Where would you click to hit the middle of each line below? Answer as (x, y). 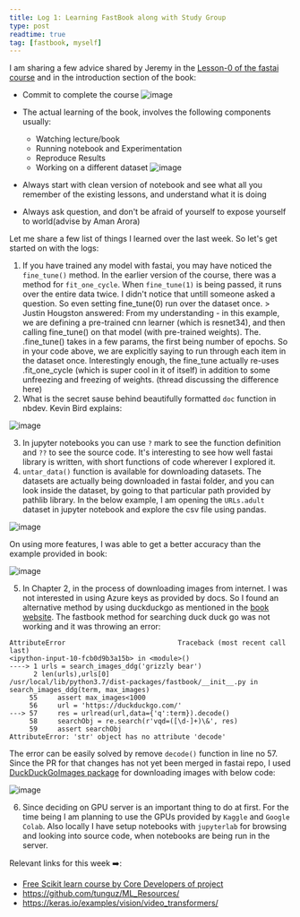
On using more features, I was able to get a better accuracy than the (135, 544)
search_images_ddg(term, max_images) (80, 690)
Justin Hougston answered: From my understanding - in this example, (151, 313)
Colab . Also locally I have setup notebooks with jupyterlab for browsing (154, 827)
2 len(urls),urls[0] (71, 674)
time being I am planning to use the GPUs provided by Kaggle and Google (156, 817)
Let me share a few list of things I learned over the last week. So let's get (143, 239)
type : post (30, 26)
